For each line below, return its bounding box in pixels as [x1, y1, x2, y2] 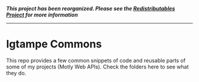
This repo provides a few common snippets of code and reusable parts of [6, 57, 186, 64]
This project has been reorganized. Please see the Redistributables [6, 5, 175, 12]
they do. [6, 69, 27, 76]
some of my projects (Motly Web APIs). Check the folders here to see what [6, 63, 189, 70]
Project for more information [6, 11, 78, 18]
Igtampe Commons [6, 38, 102, 51]
